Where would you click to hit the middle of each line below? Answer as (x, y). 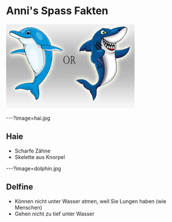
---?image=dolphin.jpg (34, 168)
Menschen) (28, 207)
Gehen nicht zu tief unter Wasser (55, 214)
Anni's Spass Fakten (57, 11)
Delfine (20, 187)
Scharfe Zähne (33, 151)
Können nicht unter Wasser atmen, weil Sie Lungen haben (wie (90, 201)
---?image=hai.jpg (28, 118)
